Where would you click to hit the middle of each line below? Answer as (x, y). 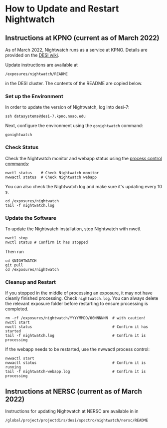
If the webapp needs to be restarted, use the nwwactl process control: (78, 349)
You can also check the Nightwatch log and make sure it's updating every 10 (84, 186)
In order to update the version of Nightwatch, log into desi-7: (67, 107)
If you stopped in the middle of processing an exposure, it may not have (79, 293)
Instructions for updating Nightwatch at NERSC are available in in (72, 411)
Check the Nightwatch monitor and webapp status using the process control (83, 158)
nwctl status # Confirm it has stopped (47, 242)
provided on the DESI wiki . (32, 55)
